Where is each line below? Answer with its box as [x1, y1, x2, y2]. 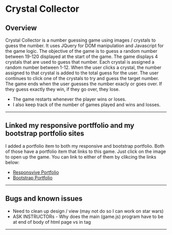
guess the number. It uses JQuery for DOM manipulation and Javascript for [5, 43, 164, 49]
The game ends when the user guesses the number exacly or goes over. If [5, 81, 162, 87]
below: [5, 159, 19, 165]
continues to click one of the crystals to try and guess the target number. [5, 75, 159, 81]
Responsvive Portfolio [12, 169, 59, 175]
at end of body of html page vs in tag [12, 219, 91, 225]
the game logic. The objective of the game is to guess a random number [5, 48, 158, 54]
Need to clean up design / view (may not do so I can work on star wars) [12, 208, 164, 214]
